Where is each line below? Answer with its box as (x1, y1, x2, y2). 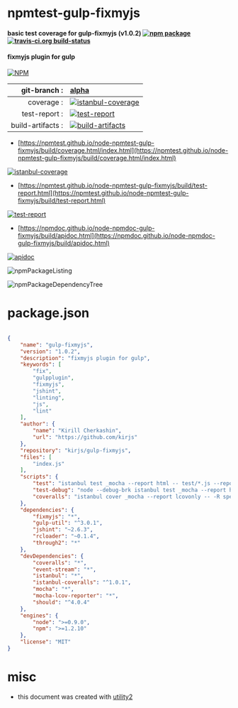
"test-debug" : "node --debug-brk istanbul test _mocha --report (33, 486, 227, 494)
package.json (7, 305, 90, 321)
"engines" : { (20, 612, 59, 619)
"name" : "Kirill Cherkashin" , (33, 427, 122, 435)
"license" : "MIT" (20, 638, 72, 646)
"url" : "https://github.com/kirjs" (33, 434, 138, 441)
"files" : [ (20, 453, 52, 461)
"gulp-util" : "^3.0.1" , (33, 520, 103, 527)
